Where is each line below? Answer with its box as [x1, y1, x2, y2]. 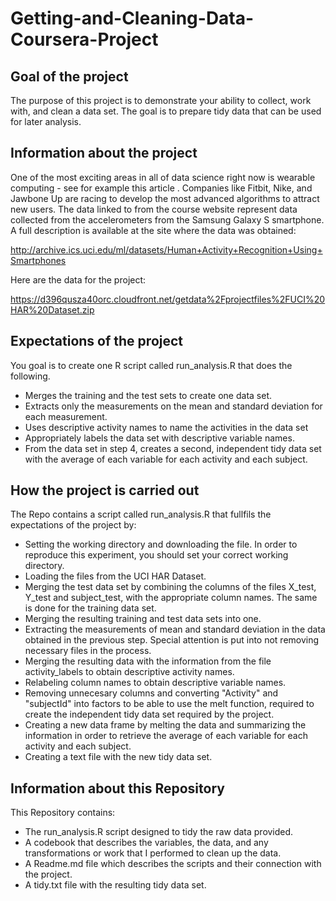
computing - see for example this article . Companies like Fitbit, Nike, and [10, 182, 313, 194]
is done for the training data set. [24, 602, 157, 614]
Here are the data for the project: [10, 273, 147, 286]
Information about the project [10, 145, 198, 162]
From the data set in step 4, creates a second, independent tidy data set [24, 442, 322, 454]
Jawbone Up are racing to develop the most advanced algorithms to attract [10, 192, 320, 204]
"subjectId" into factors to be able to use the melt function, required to [24, 698, 315, 710]
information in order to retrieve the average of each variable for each [24, 730, 308, 742]
